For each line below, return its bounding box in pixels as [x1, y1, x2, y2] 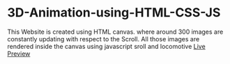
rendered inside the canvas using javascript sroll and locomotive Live [7, 42, 206, 50]
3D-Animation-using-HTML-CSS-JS [7, 5, 221, 21]
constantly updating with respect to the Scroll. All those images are [7, 34, 200, 43]
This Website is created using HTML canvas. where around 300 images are [7, 28, 224, 36]
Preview [7, 50, 31, 58]
